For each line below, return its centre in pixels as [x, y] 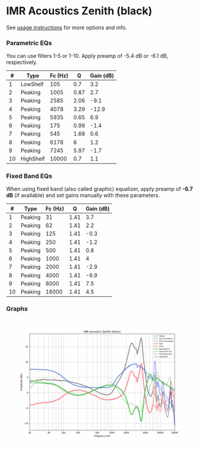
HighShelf [33, 159]
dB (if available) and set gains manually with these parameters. [83, 196]
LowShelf [32, 84]
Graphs [17, 309]
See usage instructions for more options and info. [67, 27]
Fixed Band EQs [29, 176]
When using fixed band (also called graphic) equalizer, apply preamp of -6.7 [99, 189]
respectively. [22, 62]
